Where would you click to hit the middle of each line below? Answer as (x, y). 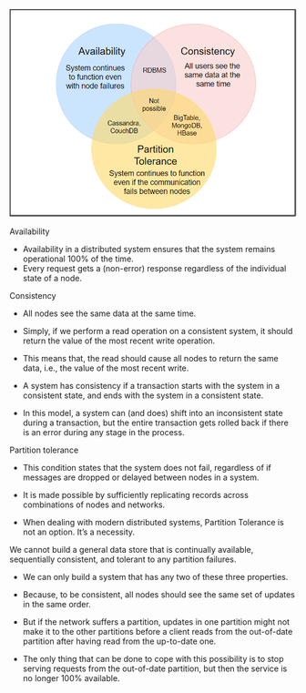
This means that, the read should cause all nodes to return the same (151, 358)
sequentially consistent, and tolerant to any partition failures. (123, 559)
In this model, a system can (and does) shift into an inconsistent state (153, 413)
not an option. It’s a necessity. (78, 532)
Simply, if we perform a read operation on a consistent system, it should (158, 331)
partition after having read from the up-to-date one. (119, 641)
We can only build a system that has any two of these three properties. (155, 576)
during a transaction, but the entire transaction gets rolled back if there (155, 423)
